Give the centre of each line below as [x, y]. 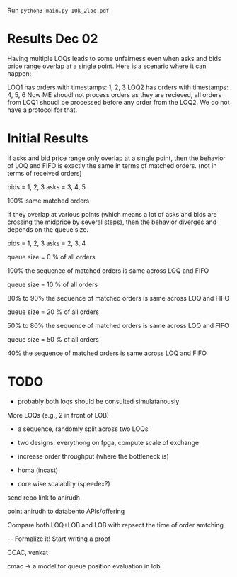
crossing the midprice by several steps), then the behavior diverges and [112, 222]
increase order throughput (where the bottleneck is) [93, 456]
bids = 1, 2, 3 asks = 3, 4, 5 [47, 186]
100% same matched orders [48, 201]
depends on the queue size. [48, 229]
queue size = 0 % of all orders [51, 257]
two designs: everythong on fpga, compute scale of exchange [108, 442]
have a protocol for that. [42, 110]
